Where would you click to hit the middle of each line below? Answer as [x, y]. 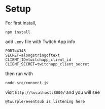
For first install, [21, 23]
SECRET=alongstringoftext [32, 55]
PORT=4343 [16, 51]
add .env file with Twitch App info [40, 42]
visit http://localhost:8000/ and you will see [53, 92]
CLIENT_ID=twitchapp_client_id [38, 60]
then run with [19, 74]
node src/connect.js [27, 83]
